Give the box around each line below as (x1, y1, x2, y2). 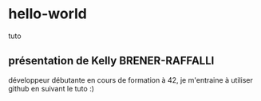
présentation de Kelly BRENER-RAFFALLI (8, 54, 215, 68)
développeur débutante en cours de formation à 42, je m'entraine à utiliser (8, 75, 254, 84)
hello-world (8, 5, 88, 23)
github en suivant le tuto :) (8, 84, 94, 93)
